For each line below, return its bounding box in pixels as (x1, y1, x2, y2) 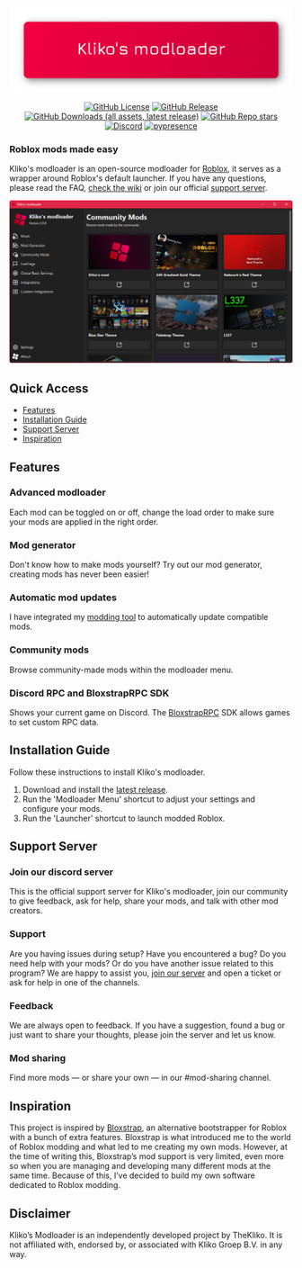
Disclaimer (9, 1206, 71, 1221)
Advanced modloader (9, 486, 106, 499)
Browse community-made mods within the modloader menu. (9, 664, 234, 675)
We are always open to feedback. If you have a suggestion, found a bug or (9, 1020, 286, 1031)
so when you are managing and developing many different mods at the (9, 1161, 271, 1172)
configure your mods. (22, 803, 103, 814)
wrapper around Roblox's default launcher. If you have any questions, (9, 173, 267, 184)
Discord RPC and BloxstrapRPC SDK (9, 687, 170, 699)
